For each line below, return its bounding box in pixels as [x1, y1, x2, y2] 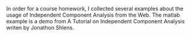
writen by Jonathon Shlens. [6, 24, 74, 31]
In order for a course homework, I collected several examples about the [6, 5, 184, 12]
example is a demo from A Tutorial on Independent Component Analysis [6, 18, 185, 24]
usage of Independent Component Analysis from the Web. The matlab [6, 11, 180, 18]
